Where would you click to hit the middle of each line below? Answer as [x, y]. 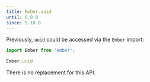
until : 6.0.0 [22, 17]
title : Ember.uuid [29, 12]
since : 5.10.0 [24, 23]
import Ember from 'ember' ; [41, 51]
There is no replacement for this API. [51, 72]
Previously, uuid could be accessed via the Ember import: [75, 40]
